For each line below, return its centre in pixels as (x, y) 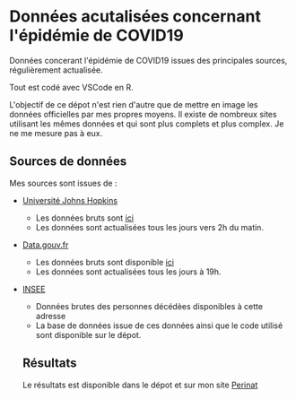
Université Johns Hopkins (70, 200)
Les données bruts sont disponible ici (105, 262)
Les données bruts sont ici (85, 218)
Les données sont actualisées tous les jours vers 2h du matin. (150, 227)
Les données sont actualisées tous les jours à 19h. (128, 272)
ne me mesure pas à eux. (56, 133)
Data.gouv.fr (45, 245)
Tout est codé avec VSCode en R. (71, 87)
